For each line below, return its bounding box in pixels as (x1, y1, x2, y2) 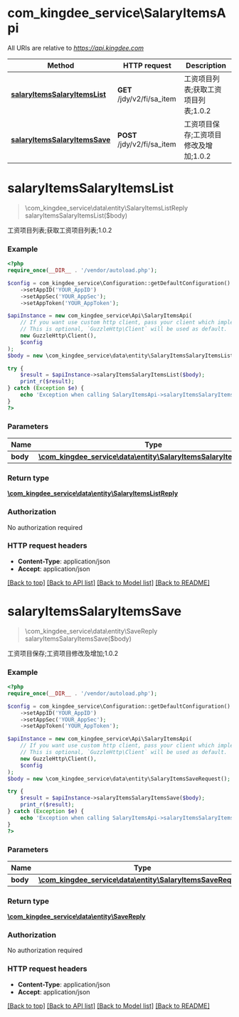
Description (186, 60, 226, 70)
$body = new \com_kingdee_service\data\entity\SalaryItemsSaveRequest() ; (7, 775, 231, 782)
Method (47, 60, 75, 70)
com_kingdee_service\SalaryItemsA (7, 5, 226, 21)
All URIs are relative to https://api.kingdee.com (7, 43, 144, 52)
